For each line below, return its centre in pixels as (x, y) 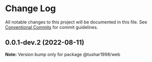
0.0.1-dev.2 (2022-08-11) (45, 43)
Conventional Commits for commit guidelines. (51, 27)
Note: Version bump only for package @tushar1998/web (63, 54)
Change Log (30, 9)
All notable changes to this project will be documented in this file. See (76, 22)
